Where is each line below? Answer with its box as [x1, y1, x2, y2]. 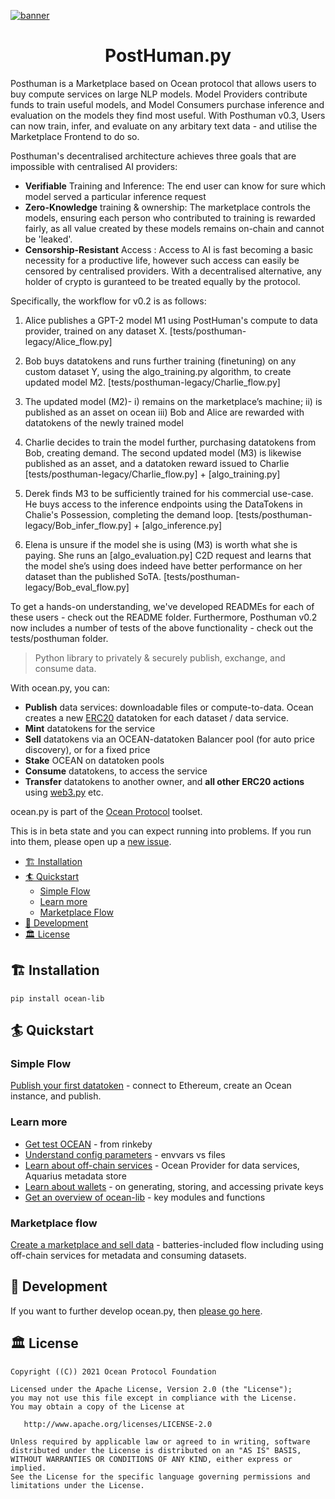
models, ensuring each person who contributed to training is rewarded [24, 211, 316, 224]
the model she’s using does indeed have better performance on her [24, 560, 303, 572]
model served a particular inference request [24, 190, 207, 202]
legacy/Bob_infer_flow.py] [24, 519, 132, 531]
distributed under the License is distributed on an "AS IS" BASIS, [10, 1445, 302, 1455]
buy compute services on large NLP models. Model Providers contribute [10, 88, 308, 100]
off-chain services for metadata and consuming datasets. [10, 1250, 247, 1262]
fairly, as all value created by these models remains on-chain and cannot [24, 222, 325, 234]
